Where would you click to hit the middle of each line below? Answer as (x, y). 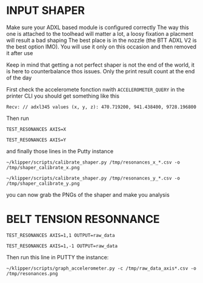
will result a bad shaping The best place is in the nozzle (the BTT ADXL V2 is (101, 40)
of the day (19, 78)
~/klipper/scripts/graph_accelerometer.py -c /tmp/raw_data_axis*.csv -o (101, 268)
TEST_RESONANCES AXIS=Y (36, 140)
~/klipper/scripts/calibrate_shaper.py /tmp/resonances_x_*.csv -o (93, 162)
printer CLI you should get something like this (63, 96)
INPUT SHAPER (45, 11)
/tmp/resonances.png (32, 273)
